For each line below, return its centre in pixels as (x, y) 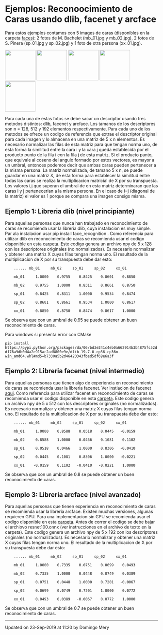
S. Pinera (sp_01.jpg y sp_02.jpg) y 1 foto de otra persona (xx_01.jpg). (73, 43)
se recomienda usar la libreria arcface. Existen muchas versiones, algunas (79, 511)
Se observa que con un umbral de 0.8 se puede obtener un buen (70, 474)
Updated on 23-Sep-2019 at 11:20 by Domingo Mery (57, 627)
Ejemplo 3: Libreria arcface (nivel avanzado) (73, 495)
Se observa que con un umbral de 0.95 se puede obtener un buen (71, 320)
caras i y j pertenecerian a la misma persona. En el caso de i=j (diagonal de (80, 191)
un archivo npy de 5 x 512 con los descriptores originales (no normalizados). (81, 403)
